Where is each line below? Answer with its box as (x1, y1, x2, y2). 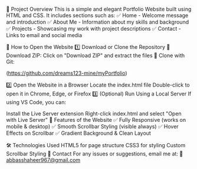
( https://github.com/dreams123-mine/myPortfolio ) (6, 69, 128, 77)
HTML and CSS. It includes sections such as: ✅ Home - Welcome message (6, 12, 189, 19)
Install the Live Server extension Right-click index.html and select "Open (6, 110, 182, 117)
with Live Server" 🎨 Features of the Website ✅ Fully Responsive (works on (6, 117, 186, 123)
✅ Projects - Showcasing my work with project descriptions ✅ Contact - (6, 25, 181, 32)
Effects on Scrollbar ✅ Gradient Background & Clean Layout (6, 130, 152, 137)
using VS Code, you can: (6, 99, 67, 105)
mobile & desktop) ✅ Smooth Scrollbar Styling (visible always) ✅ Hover (6, 123, 179, 130)
